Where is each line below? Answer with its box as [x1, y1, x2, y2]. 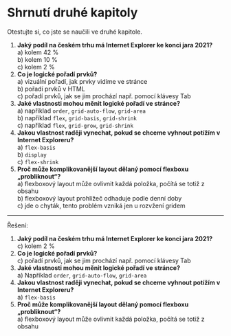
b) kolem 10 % [16, 55, 58, 63]
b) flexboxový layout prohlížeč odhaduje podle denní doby [16, 194, 182, 202]
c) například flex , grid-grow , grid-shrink [16, 121, 134, 129]
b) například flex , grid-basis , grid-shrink [16, 113, 137, 122]
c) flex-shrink [16, 157, 59, 166]
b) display [16, 150, 47, 159]
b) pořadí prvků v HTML [16, 85, 85, 93]
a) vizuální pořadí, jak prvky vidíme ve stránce [16, 77, 148, 85]
